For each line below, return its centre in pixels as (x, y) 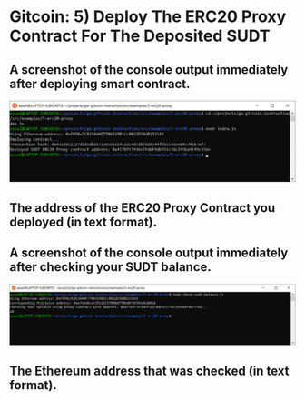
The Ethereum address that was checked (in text (149, 371)
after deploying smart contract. (100, 84)
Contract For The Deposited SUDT (140, 36)
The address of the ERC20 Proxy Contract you (143, 208)
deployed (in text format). (83, 221)
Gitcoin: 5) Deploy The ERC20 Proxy (148, 17)
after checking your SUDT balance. (110, 267)
